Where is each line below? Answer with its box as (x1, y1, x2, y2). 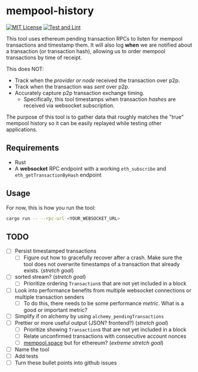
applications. (6, 126, 37, 133)
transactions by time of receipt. (6, 54, 83, 61)
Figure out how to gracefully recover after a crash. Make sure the (23, 254, 183, 261)
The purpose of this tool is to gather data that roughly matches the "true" (6, 113, 184, 120)
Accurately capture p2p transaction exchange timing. (14, 89, 145, 96)
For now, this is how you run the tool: (6, 204, 96, 211)
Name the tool (14, 345, 50, 353)
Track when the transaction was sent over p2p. (14, 83, 130, 90)
